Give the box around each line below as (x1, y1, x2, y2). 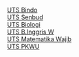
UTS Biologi (7, 21, 41, 28)
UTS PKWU (7, 43, 40, 50)
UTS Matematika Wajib (7, 35, 72, 43)
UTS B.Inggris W (7, 27, 54, 36)
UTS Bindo (7, 6, 38, 14)
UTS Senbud (7, 13, 43, 21)
